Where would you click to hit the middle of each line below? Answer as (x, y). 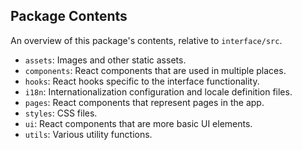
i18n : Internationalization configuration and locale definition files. (158, 91)
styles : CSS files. (61, 113)
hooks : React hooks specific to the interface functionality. (142, 81)
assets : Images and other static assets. (105, 60)
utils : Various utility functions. (88, 134)
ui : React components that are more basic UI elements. (138, 123)
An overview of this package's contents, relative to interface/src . (146, 40)
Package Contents (69, 16)
